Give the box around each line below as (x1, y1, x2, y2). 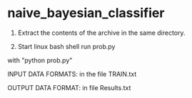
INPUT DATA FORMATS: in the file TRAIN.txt (7, 70, 137, 78)
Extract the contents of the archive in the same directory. (17, 28, 186, 37)
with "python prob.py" (7, 55, 73, 65)
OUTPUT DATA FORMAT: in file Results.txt (7, 83, 131, 92)
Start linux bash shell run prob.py (17, 42, 116, 50)
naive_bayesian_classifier (7, 5, 165, 21)
